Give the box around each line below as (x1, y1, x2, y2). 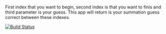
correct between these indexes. (5, 15, 71, 20)
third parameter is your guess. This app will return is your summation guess (5, 9, 160, 15)
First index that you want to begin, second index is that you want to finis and (5, 4, 162, 10)
